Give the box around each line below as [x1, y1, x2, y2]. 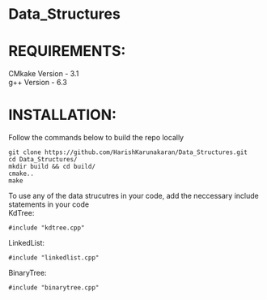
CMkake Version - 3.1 [8, 69, 79, 79]
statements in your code [8, 199, 90, 209]
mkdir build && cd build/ [8, 163, 95, 171]
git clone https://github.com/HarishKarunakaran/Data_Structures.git [8, 148, 248, 156]
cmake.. [8, 169, 35, 178]
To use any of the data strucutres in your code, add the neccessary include [8, 191, 259, 201]
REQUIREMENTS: [8, 42, 126, 61]
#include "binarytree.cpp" [8, 284, 100, 292]
